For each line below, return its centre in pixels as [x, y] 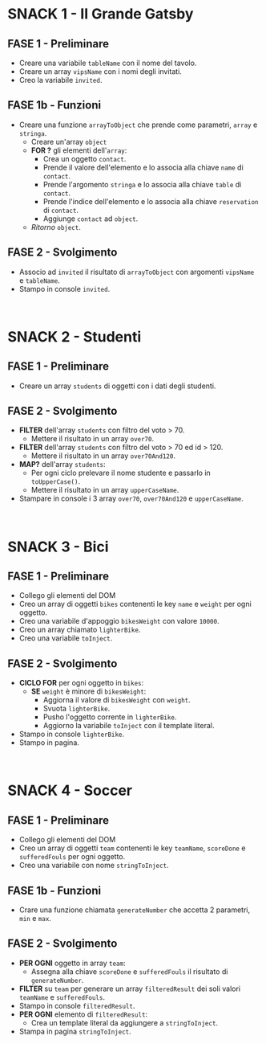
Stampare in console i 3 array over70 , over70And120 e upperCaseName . [131, 498]
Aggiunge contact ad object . [91, 219]
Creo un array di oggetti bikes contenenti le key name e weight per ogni [135, 604]
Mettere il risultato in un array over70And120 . [103, 456]
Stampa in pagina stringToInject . [75, 1031]
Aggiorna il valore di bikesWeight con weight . [117, 700]
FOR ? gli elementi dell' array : [79, 150]
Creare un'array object [69, 141]
